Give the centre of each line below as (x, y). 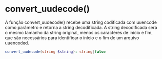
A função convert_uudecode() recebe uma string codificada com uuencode (81, 22)
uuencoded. (17, 43)
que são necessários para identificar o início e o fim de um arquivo (72, 38)
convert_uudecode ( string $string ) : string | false (55, 52)
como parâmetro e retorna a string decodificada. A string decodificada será (81, 27)
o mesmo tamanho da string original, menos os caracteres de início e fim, (79, 32)
